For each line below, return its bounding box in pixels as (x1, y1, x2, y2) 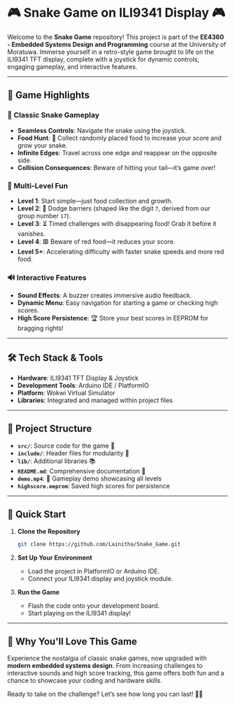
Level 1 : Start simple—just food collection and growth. (17, 197, 173, 205)
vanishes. (17, 229, 45, 238)
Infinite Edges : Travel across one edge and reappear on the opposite (17, 148, 218, 157)
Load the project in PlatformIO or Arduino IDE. (27, 567, 160, 575)
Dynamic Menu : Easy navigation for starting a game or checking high (17, 299, 218, 307)
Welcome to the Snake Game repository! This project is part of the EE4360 (7, 32, 225, 41)
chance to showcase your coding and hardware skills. (7, 676, 162, 685)
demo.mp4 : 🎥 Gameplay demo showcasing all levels (17, 474, 162, 483)
